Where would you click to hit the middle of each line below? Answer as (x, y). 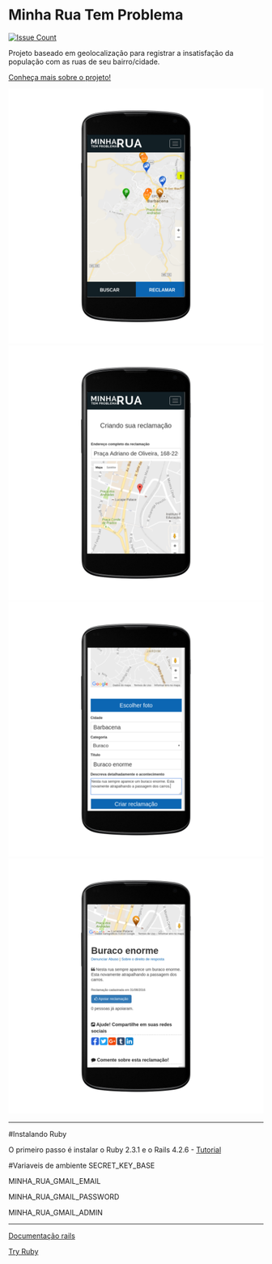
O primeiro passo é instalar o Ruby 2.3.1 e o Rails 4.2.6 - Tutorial (115, 1149)
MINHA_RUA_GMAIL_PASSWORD (64, 1197)
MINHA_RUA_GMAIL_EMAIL (55, 1181)
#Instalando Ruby (38, 1134)
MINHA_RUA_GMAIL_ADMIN (56, 1212)
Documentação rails (42, 1236)
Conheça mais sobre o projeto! (60, 77)
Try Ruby (23, 1251)
